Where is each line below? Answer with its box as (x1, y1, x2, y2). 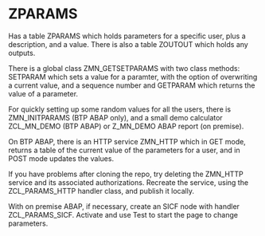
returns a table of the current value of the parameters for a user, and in (8, 145, 240, 155)
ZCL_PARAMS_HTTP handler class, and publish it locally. (8, 186, 195, 195)
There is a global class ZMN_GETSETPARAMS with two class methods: (8, 63, 240, 73)
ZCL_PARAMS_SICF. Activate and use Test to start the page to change (8, 210, 239, 219)
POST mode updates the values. (8, 153, 114, 163)
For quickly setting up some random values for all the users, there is (8, 104, 232, 114)
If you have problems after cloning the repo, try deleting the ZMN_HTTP (8, 169, 244, 179)
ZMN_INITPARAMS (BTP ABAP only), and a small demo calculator (8, 112, 223, 122)
